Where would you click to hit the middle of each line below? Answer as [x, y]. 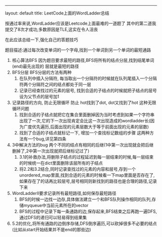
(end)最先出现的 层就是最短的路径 [45, 66]
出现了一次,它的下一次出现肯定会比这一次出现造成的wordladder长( [85, 121]
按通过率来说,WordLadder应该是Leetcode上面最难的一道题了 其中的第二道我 [81, 23]
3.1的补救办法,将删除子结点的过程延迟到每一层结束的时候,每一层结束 [86, 157]
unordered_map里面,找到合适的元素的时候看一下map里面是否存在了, [87, 175]
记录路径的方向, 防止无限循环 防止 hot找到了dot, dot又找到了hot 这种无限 [84, 103]
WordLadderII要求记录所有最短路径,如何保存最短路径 [64, 193]
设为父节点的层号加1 [39, 96]
